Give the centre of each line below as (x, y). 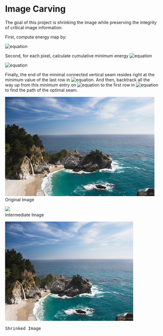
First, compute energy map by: (36, 37)
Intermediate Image (25, 215)
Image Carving (35, 9)
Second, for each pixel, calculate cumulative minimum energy (67, 56)
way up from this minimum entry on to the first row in (70, 85)
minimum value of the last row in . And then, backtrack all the (77, 80)
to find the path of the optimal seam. (42, 90)
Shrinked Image (23, 328)
